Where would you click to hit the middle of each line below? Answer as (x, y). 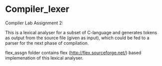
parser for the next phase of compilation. (47, 43)
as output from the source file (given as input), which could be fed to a (77, 38)
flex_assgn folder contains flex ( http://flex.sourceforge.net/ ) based (73, 53)
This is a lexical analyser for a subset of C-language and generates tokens (81, 32)
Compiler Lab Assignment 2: (34, 23)
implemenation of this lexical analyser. (44, 58)
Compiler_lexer (37, 9)
